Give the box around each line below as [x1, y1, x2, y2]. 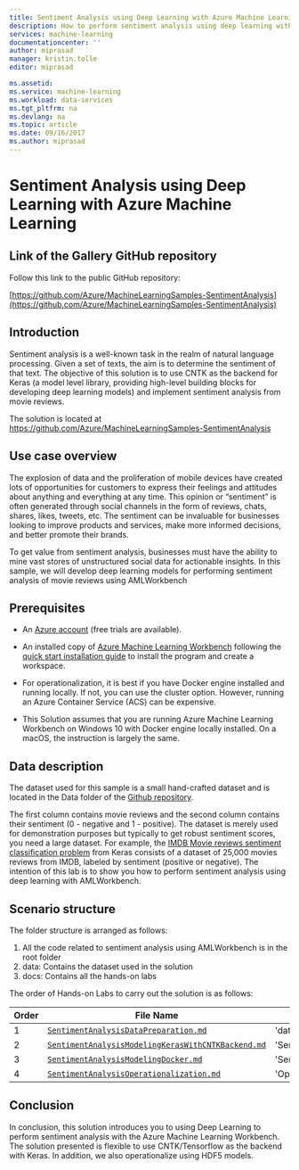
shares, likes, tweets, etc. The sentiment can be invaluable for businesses [9, 510, 280, 521]
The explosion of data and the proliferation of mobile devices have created [9, 472, 283, 482]
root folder [21, 952, 61, 962]
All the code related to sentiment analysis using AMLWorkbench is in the [21, 942, 288, 952]
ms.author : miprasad [9, 137, 86, 146]
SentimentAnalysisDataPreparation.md [47, 1025, 207, 1035]
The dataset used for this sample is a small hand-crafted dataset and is [9, 782, 270, 794]
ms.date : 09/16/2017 [9, 128, 86, 138]
